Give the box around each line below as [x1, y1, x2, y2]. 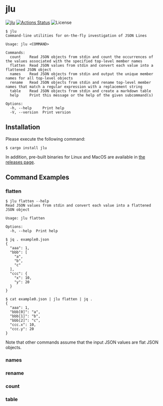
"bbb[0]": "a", [10, 310, 41, 314]
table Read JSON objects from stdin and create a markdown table [10, 89, 151, 93]
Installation [5, 123, 40, 131]
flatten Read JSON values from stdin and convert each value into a [10, 63, 153, 68]
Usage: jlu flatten [5, 216, 45, 221]
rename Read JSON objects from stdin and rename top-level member [10, 80, 151, 85]
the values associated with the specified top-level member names [5, 58, 143, 64]
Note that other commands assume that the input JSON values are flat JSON [5, 339, 159, 345]
